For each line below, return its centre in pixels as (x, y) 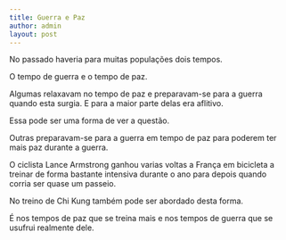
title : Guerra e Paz (48, 17)
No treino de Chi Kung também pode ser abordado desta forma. (126, 201)
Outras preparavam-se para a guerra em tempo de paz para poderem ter (143, 138)
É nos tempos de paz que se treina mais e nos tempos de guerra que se (141, 219)
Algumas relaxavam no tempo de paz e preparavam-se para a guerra (136, 94)
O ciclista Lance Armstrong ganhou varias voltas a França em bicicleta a (142, 165)
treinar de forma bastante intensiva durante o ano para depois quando (138, 174)
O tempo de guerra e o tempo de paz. (78, 77)
